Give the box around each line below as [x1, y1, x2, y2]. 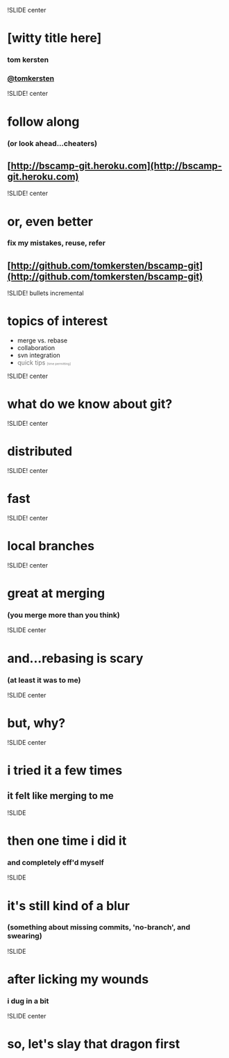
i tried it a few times [7, 763, 123, 779]
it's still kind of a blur [7, 898, 130, 914]
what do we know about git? [7, 396, 173, 412]
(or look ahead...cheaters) [7, 138, 98, 148]
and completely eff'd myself [7, 857, 104, 867]
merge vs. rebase [17, 336, 68, 345]
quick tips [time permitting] [17, 358, 71, 367]
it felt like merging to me [7, 790, 114, 802]
